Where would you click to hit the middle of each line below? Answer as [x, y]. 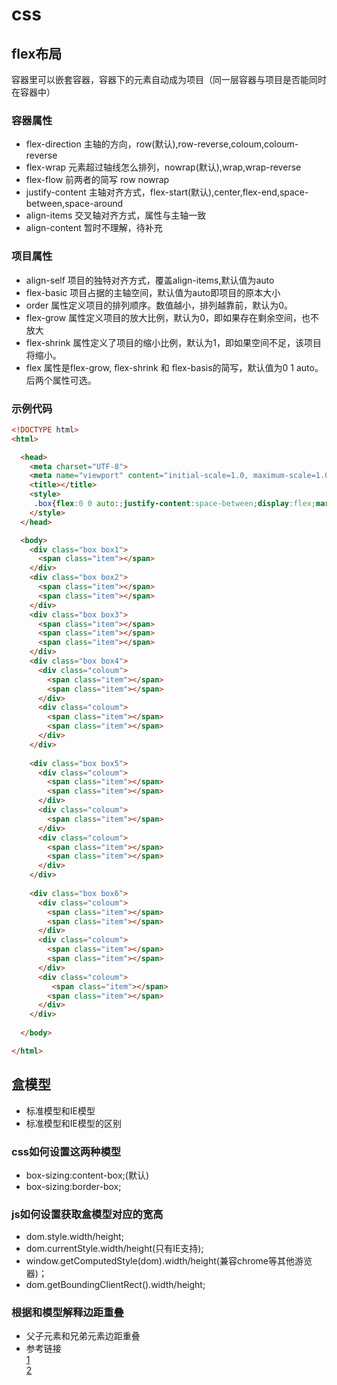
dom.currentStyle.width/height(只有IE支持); [114, 1249]
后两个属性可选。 [61, 380]
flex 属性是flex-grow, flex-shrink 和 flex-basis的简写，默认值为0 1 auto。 [174, 367]
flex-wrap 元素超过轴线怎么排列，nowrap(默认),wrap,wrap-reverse [163, 167]
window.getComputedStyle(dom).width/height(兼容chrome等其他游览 [169, 1261]
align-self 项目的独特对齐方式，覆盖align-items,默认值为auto [150, 280]
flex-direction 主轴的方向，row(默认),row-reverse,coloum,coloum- [162, 144]
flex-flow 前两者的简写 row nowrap [97, 180]
